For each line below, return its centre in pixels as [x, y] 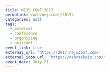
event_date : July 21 [27, 62]
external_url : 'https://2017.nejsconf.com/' [53, 52]
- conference [24, 33]
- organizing [24, 39]
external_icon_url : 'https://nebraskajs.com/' [56, 57]
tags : [11, 24]
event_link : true [24, 48]
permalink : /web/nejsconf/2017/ [39, 15]
